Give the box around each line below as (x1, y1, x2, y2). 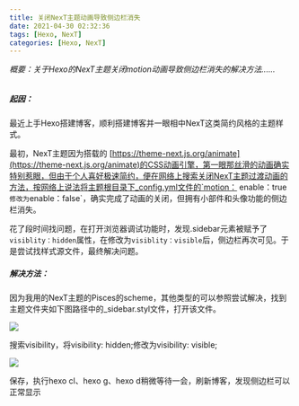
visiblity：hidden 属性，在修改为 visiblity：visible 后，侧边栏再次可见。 (9, 234, 281, 245)
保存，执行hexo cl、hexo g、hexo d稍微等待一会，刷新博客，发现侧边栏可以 (9, 375, 290, 386)
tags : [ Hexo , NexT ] (9, 30, 83, 39)
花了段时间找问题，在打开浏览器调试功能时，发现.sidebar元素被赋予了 (9, 224, 268, 234)
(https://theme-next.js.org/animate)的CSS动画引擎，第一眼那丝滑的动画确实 (9, 159, 290, 171)
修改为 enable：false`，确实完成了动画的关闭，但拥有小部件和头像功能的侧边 (9, 193, 287, 204)
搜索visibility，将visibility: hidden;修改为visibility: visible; (9, 340, 218, 350)
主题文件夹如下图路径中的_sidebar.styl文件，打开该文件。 (9, 304, 222, 314)
